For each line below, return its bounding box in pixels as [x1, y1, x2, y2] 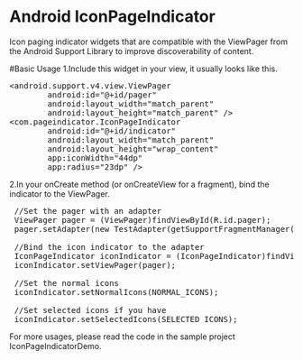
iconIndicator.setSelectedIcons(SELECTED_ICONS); [14, 314, 238, 324]
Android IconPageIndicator [9, 6, 216, 27]
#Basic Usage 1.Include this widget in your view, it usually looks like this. [9, 63, 278, 74]
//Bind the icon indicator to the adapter [14, 242, 205, 252]
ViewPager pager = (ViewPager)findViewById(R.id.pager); [14, 215, 271, 225]
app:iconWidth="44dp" [47, 152, 143, 163]
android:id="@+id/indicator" [47, 125, 177, 136]
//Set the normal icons [14, 278, 119, 288]
